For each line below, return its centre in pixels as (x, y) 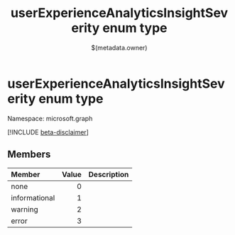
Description (109, 174)
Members (29, 155)
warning (24, 209)
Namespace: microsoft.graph (50, 118)
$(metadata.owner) (119, 47)
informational (33, 197)
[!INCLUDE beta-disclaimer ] (48, 132)
